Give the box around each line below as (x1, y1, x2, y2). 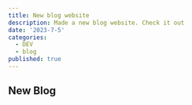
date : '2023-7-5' (8, 26, 65, 34)
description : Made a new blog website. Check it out (8, 19, 185, 27)
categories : (8, 33, 47, 42)
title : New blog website (8, 11, 90, 20)
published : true (8, 56, 61, 63)
